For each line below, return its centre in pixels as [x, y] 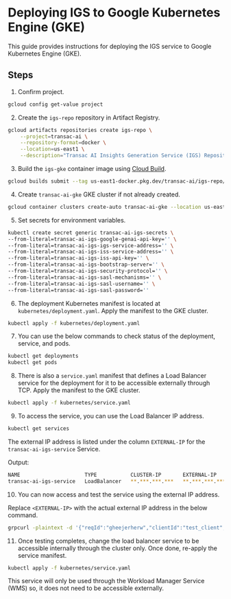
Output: [19, 462]
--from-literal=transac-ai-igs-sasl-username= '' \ [82, 284]
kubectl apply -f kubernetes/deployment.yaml [74, 323]
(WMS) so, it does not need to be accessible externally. [86, 588]
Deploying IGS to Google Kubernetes [114, 13]
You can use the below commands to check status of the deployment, [116, 336]
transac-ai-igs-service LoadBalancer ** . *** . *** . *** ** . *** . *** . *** [117, 481]
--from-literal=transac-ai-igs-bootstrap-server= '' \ [86, 265]
